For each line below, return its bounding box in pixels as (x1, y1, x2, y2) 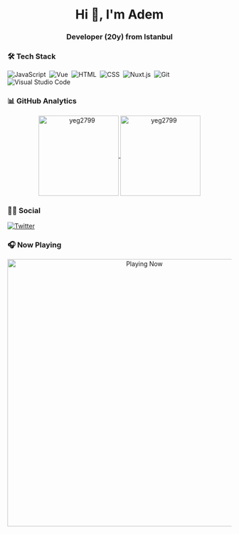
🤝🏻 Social (7, 205, 41, 215)
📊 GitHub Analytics (7, 96, 77, 106)
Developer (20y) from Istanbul (66, 32, 173, 42)
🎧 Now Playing (7, 240, 62, 250)
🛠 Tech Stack (7, 51, 56, 61)
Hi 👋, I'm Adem (75, 6, 164, 23)
